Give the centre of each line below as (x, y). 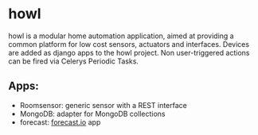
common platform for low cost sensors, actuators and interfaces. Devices (129, 44)
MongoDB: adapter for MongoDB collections (92, 114)
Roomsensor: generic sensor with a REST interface (103, 105)
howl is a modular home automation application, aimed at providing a (121, 36)
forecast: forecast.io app (60, 122)
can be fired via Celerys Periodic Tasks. (74, 61)
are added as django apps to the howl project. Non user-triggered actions (129, 52)
